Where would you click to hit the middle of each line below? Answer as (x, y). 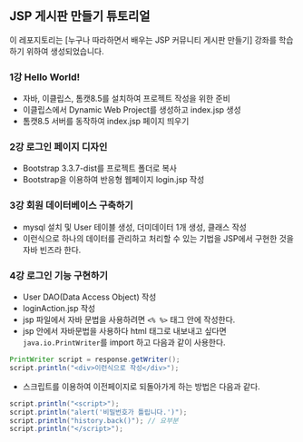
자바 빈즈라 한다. (52, 250)
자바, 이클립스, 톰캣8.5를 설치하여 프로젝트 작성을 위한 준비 (127, 99)
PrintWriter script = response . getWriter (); (95, 359)
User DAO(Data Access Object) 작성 (89, 297)
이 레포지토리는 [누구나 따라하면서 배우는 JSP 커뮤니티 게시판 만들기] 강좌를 (143, 40)
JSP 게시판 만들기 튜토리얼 (80, 16)
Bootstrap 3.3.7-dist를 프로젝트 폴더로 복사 (99, 168)
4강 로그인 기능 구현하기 (59, 275)
